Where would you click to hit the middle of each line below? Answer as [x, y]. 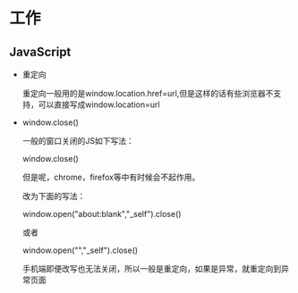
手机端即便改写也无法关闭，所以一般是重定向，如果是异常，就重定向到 [152, 268]
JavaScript [40, 51]
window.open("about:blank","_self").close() [102, 214]
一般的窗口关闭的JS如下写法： [78, 141]
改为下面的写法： [54, 196]
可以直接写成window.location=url [99, 105]
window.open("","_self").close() [80, 250]
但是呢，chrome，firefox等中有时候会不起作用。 [111, 177]
